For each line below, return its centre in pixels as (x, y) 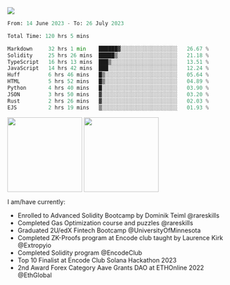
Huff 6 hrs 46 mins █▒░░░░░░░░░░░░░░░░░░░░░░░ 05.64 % (108, 75)
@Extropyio (34, 245)
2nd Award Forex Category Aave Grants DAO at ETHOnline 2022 (111, 267)
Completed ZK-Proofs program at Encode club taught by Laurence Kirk (120, 237)
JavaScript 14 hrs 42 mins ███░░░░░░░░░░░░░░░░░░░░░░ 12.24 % (108, 68)
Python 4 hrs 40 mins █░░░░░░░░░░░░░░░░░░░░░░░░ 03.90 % (108, 88)
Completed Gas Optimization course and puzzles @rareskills (105, 223)
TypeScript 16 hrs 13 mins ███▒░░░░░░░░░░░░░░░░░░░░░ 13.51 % (108, 62)
